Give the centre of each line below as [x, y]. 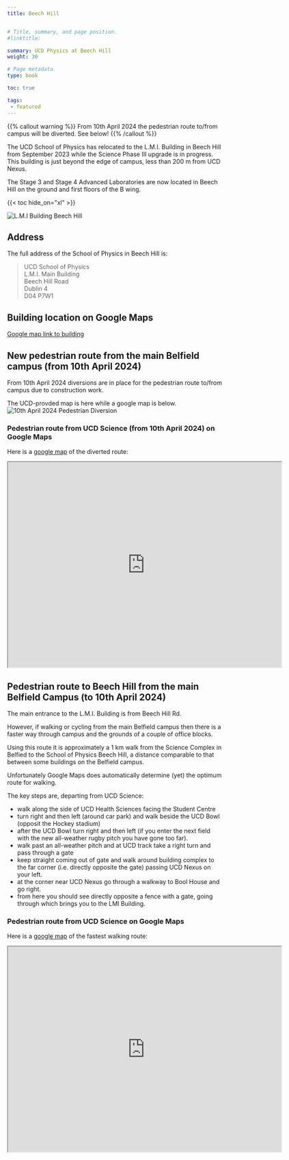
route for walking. [32, 783]
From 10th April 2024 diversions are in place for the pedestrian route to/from [114, 382]
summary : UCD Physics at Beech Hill [59, 51]
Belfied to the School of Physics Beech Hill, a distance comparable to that [111, 755]
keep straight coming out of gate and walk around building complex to [116, 860]
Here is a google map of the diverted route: [68, 452]
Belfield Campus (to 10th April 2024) [86, 697]
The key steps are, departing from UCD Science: [75, 796]
